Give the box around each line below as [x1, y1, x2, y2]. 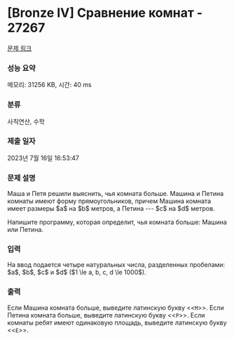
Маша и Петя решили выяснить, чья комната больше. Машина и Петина [7, 190, 224, 198]
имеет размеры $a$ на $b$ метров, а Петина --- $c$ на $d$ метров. [7, 204, 215, 213]
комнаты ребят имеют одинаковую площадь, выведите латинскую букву [7, 318, 227, 327]
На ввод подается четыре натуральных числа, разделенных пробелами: [7, 261, 226, 269]
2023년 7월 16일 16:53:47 [7, 153, 79, 162]
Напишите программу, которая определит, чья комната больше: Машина [7, 218, 228, 226]
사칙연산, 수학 [7, 117, 46, 126]
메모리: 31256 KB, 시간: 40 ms [7, 81, 92, 89]
